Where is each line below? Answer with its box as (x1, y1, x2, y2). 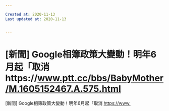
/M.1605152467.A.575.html (5, 83, 121, 94)
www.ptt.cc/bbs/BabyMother (37, 72, 164, 84)
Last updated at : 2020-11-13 (5, 16, 67, 22)
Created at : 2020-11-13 (5, 12, 55, 17)
